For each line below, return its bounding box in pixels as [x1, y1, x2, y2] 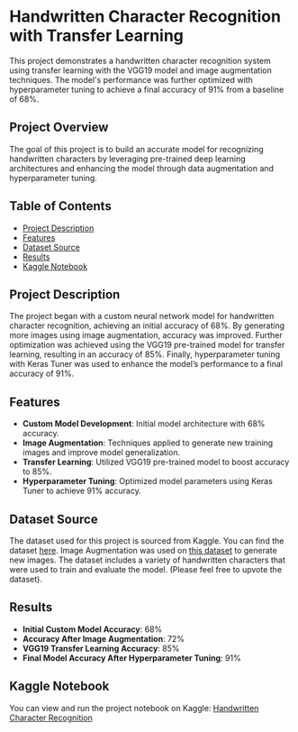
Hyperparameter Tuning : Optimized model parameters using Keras [22, 476, 273, 487]
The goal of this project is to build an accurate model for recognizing [9, 143, 264, 154]
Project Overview [9, 120, 109, 135]
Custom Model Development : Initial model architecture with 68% [22, 418, 266, 429]
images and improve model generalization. [22, 447, 181, 458]
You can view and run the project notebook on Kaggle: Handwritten [9, 702, 259, 713]
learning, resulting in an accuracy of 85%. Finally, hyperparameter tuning [9, 349, 281, 360]
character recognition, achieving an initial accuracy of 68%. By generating [9, 320, 285, 331]
